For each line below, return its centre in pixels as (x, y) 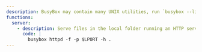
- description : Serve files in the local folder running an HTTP (101, 28)
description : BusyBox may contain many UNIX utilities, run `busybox (95, 12)
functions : (20, 17)
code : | (32, 34)
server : (21, 23)
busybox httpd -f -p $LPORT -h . (70, 39)
